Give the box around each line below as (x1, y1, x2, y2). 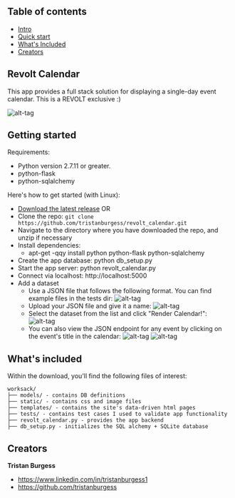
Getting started (7, 129, 77, 141)
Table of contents (7, 6, 87, 18)
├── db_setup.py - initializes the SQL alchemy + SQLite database (7, 423, 209, 430)
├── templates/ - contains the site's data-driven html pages (7, 405, 196, 412)
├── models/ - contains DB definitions (7, 392, 126, 399)
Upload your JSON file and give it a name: (28, 302, 152, 310)
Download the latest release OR (17, 205, 110, 213)
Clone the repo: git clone (17, 212, 94, 220)
